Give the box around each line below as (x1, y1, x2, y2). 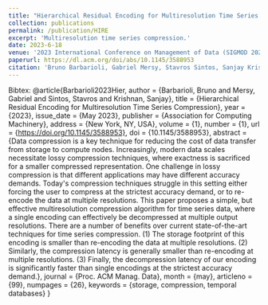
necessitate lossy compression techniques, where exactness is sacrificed (8, 153, 250, 162)
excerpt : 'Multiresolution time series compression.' (8, 33, 191, 42)
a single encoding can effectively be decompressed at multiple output (8, 212, 238, 221)
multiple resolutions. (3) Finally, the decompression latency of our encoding (8, 254, 257, 264)
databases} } (8, 288, 51, 298)
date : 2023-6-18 (8, 41, 62, 49)
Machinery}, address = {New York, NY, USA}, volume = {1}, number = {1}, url (8, 119, 260, 128)
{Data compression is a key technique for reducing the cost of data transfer (8, 136, 257, 146)
